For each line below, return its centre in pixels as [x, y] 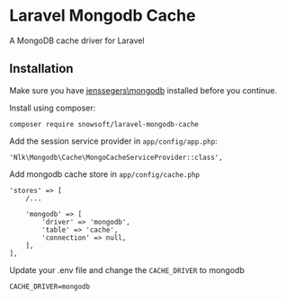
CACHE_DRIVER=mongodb [50, 287]
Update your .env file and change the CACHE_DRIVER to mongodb [127, 269]
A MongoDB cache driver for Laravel [77, 40]
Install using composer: [53, 108]
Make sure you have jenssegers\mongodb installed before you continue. [143, 90]
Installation [41, 69]
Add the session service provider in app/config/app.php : [113, 141]
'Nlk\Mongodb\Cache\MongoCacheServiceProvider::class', [116, 157]
